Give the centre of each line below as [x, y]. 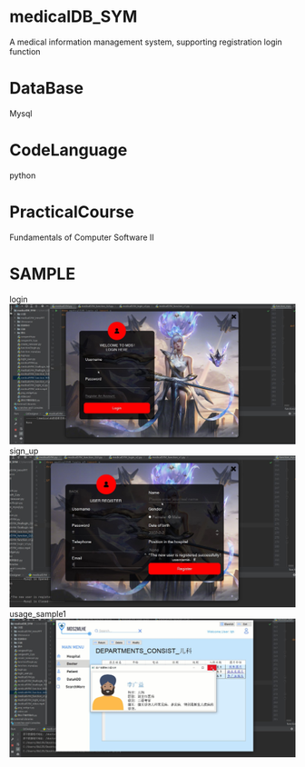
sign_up [24, 451]
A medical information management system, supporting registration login [146, 42]
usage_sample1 [38, 613]
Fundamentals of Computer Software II [82, 237]
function [25, 51]
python [23, 175]
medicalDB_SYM [74, 17]
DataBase [47, 89]
